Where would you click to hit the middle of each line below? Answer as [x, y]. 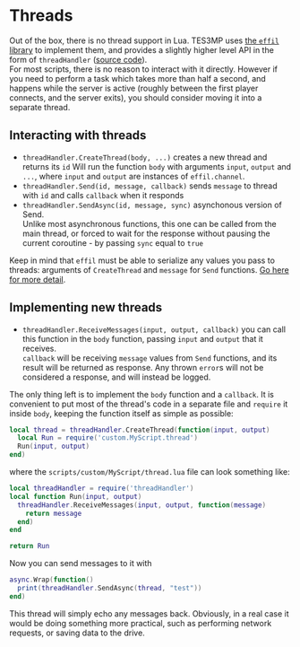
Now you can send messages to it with [81, 564]
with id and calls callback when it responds [103, 195]
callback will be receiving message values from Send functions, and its [150, 358]
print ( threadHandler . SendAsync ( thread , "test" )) [110, 589]
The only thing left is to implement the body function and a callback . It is [142, 394]
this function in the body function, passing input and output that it [143, 338]
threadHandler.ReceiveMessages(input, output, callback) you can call [154, 329]
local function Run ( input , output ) [76, 496]
